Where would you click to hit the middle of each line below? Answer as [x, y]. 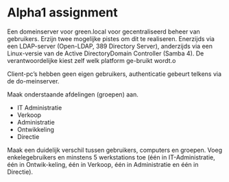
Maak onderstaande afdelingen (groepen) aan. [73, 94]
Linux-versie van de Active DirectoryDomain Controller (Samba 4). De [106, 53]
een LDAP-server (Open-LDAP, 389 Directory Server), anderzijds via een [110, 46]
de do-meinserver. [33, 81]
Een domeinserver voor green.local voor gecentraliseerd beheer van [104, 31]
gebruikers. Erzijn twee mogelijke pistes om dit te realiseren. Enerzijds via [111, 38]
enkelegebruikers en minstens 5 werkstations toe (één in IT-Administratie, [111, 157]
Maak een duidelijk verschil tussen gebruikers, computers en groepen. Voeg [115, 150]
